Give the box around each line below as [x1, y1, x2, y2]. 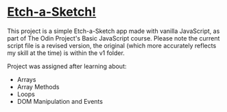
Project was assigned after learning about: [7, 62, 127, 70]
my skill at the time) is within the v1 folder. [7, 49, 125, 57]
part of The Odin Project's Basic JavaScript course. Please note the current [7, 34, 220, 42]
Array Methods [16, 82, 60, 91]
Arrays [16, 75, 36, 83]
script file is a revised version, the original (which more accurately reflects [7, 41, 217, 49]
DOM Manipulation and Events [16, 97, 103, 105]
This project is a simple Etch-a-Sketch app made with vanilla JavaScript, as [7, 27, 220, 35]
